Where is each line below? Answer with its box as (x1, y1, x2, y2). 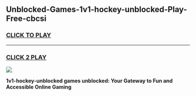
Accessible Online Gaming (6, 83, 72, 90)
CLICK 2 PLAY (6, 53, 47, 61)
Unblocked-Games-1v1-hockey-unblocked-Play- (6, 5, 187, 15)
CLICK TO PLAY (6, 31, 51, 40)
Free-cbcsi (6, 14, 47, 24)
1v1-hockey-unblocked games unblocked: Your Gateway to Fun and (6, 77, 173, 84)
